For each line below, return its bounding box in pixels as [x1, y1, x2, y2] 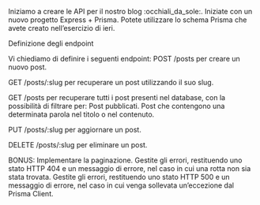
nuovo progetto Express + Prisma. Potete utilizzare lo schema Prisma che [8, 15, 247, 24]
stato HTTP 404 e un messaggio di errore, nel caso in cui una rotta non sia [8, 164, 251, 173]
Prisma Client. [8, 189, 54, 198]
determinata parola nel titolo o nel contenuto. [8, 110, 155, 119]
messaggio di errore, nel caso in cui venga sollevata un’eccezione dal [8, 181, 235, 190]
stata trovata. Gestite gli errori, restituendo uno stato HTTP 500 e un [8, 173, 231, 181]
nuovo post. [8, 62, 47, 72]
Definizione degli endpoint [8, 39, 94, 48]
